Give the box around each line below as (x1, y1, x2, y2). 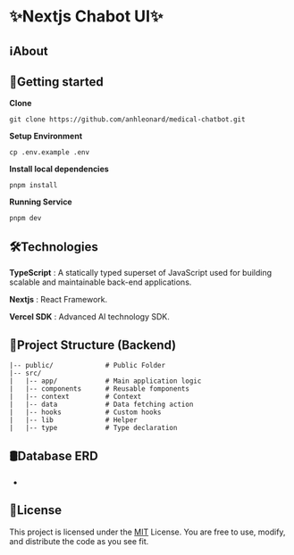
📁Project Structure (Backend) (9, 337, 177, 352)
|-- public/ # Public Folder (9, 361, 166, 370)
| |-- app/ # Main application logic (9, 377, 202, 385)
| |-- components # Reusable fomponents (9, 385, 190, 393)
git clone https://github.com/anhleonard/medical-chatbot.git (9, 115, 246, 124)
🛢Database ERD (9, 449, 98, 464)
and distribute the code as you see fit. (9, 535, 149, 546)
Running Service (9, 196, 73, 207)
